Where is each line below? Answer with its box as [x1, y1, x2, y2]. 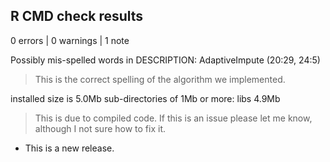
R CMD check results [10, 8, 144, 25]
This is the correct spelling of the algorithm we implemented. [34, 73, 286, 85]
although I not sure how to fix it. [34, 122, 167, 134]
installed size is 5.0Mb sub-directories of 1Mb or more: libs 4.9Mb [10, 92, 281, 104]
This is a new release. [24, 142, 115, 154]
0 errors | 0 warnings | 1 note [10, 34, 130, 46]
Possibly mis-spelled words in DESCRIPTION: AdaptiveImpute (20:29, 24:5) [10, 54, 321, 66]
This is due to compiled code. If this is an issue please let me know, [34, 112, 313, 124]
